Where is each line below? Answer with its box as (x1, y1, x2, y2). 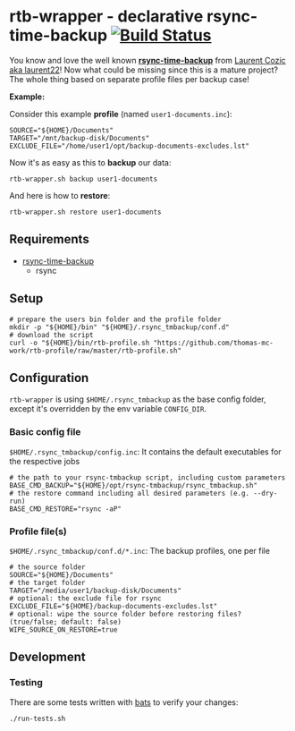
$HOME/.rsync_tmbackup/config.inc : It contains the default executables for (9, 446, 282, 457)
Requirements (9, 232, 89, 247)
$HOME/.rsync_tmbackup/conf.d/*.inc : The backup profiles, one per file (9, 545, 271, 556)
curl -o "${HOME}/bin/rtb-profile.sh (9, 338, 150, 347)
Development (9, 650, 87, 665)
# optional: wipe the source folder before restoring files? (9, 609, 242, 618)
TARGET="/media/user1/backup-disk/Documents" (9, 586, 181, 595)
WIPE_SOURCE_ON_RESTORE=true (9, 625, 118, 634)
